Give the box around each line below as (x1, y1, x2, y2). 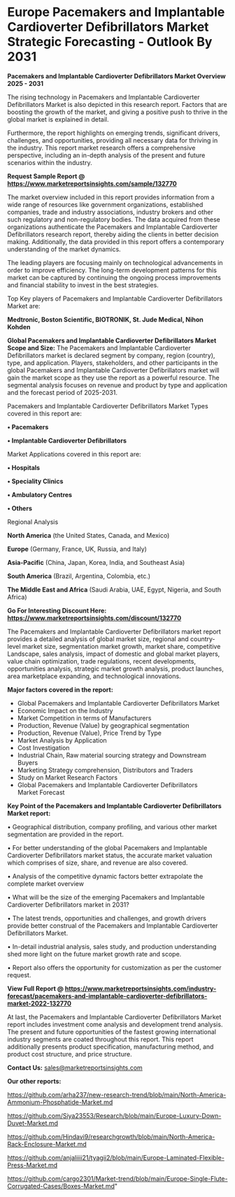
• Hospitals (7, 463, 41, 472)
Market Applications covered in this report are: (7, 450, 141, 458)
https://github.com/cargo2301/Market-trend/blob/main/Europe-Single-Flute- (7, 1174, 228, 1182)
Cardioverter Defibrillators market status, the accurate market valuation (7, 851, 213, 859)
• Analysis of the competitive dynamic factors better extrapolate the (7, 872, 204, 880)
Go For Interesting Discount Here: (7, 606, 107, 615)
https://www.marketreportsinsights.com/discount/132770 (7, 613, 182, 622)
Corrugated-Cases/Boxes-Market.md (7, 1182, 115, 1190)
